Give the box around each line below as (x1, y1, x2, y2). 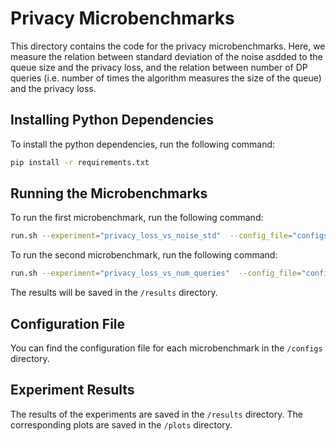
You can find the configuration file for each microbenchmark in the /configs (10, 342, 323, 354)
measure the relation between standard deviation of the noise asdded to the (10, 50, 323, 62)
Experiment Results (10, 382, 135, 399)
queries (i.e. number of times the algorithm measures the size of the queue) (10, 72, 322, 84)
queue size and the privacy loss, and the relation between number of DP (10, 61, 308, 73)
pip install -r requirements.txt (10, 157, 150, 167)
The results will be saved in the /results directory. (10, 287, 218, 299)
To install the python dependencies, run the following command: (10, 138, 276, 150)
